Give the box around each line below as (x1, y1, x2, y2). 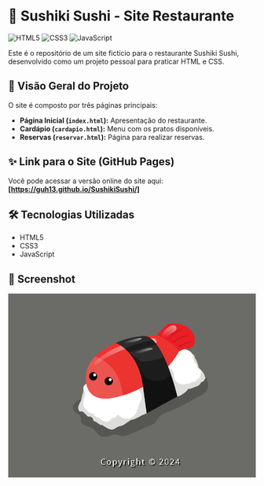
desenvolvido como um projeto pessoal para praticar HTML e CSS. (8, 57, 225, 66)
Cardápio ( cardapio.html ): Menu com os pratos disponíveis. (19, 123, 214, 133)
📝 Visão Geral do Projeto (8, 79, 130, 93)
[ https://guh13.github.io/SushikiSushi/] (8, 184, 140, 193)
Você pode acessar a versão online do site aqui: (8, 176, 163, 186)
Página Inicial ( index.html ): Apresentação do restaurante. (19, 116, 207, 125)
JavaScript (19, 249, 55, 259)
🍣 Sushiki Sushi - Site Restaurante (8, 7, 234, 25)
